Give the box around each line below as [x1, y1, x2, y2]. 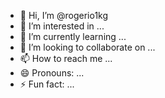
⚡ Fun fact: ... [19, 78, 75, 90]
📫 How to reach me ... [19, 53, 113, 64]
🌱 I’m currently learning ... [19, 31, 127, 42]
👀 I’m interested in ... [19, 20, 105, 32]
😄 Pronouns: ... [19, 67, 85, 79]
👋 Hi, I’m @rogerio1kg [19, 10, 109, 21]
